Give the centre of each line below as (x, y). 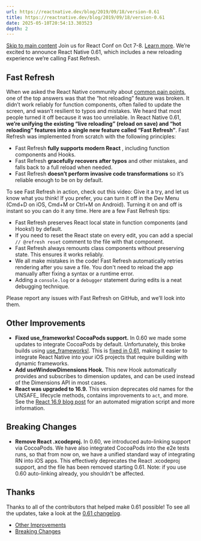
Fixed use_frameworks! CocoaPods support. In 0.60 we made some (100, 338)
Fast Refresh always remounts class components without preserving (100, 248)
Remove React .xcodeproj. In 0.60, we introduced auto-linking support (103, 441)
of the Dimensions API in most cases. (61, 382)
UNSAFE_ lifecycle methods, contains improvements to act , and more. (102, 395)
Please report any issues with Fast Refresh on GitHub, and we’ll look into (96, 298)
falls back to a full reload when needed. (64, 167)
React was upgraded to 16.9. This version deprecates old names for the (104, 389)
